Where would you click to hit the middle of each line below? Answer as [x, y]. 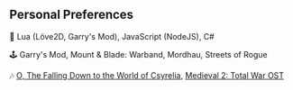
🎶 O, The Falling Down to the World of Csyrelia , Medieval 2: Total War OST [147, 75]
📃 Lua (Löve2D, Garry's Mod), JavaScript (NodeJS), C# [112, 36]
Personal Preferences [71, 15]
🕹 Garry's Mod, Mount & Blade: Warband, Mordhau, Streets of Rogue [138, 54]
